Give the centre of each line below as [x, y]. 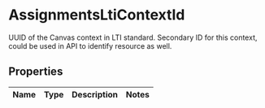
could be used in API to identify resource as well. [90, 45]
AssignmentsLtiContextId [97, 15]
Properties [36, 72]
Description [95, 94]
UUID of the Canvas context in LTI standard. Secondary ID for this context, [133, 37]
